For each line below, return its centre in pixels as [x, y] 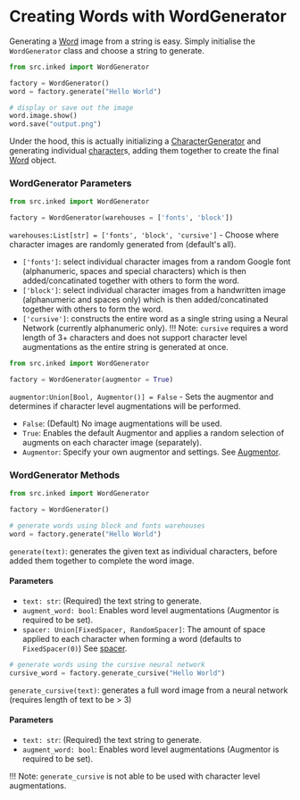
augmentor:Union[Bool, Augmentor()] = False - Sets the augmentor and [142, 396]
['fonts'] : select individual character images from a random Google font [156, 262]
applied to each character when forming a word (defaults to [132, 638]
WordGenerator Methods [65, 475]
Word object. [33, 160]
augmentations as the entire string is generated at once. [125, 347]
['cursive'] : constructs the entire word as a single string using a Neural [155, 319]
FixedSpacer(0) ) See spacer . [75, 648]
